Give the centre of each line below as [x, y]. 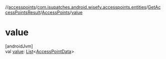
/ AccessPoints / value [61, 12]
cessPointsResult [23, 12]
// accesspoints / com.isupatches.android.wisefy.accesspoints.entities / [77, 7]
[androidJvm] [19, 46]
